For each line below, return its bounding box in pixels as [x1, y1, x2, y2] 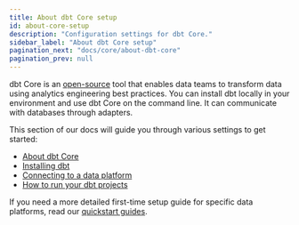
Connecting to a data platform [21, 170, 133, 181]
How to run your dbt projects [21, 180, 128, 189]
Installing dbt [21, 161, 70, 171]
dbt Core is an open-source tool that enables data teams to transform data [9, 79, 282, 89]
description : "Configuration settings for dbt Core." [9, 29, 214, 38]
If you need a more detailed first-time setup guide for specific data [9, 197, 254, 207]
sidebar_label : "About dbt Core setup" [9, 37, 158, 47]
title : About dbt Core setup [9, 12, 117, 22]
